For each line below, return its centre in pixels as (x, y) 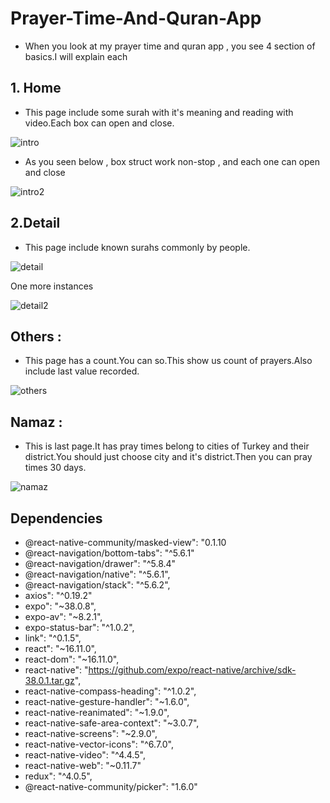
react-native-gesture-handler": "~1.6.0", (107, 701)
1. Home (36, 88)
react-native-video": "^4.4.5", (85, 755)
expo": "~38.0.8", (60, 606)
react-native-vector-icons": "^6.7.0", (99, 744)
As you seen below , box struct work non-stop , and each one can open (172, 161)
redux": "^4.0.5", (58, 776)
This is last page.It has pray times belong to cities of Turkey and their (167, 446)
